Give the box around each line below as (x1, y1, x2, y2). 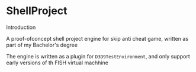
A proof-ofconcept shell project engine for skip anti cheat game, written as (6, 35, 188, 42)
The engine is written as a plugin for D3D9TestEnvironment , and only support (6, 53, 191, 60)
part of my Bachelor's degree (6, 41, 78, 48)
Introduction (6, 24, 36, 31)
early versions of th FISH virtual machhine (6, 59, 108, 66)
